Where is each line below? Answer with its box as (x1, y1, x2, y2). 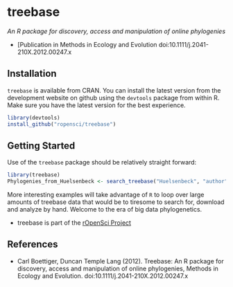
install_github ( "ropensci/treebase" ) (7, 120, 116, 128)
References (7, 239, 58, 250)
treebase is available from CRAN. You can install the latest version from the (7, 86, 221, 94)
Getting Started (7, 140, 76, 151)
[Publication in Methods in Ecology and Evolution (17, 40, 157, 48)
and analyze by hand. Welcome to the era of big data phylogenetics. (7, 205, 202, 214)
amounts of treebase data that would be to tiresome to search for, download (7, 198, 225, 206)
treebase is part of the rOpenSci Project (17, 219, 132, 227)
